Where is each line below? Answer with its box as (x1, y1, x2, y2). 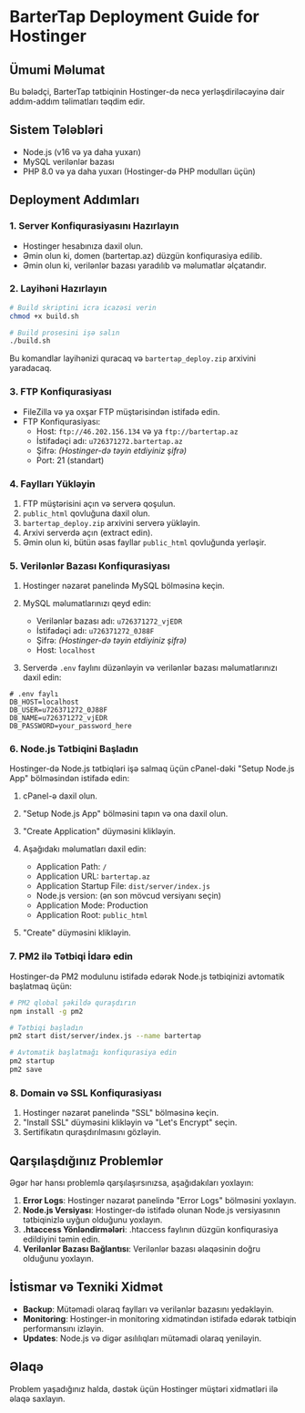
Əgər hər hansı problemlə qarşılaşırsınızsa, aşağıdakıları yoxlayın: (9, 1178, 254, 1189)
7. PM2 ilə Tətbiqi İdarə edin (9, 950, 134, 963)
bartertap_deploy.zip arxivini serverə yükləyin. (22, 517, 200, 528)
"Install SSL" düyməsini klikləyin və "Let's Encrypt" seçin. (22, 1117, 238, 1128)
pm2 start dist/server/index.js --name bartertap (9, 1032, 202, 1041)
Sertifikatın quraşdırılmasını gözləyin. (22, 1127, 162, 1138)
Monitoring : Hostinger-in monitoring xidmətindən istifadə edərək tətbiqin (22, 1313, 297, 1324)
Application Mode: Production (36, 900, 148, 911)
